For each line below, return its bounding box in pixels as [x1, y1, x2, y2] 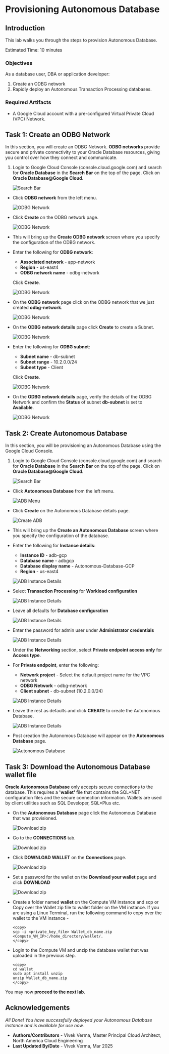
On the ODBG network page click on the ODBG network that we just [12, 299, 155, 305]
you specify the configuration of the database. [12, 533, 109, 539]
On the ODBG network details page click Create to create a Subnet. [12, 324, 155, 330]
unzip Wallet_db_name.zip [12, 976, 67, 981]
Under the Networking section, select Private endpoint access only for [12, 647, 162, 653]
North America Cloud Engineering [12, 1037, 83, 1043]
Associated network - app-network [20, 259, 95, 265]
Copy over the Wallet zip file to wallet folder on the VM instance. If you [12, 905, 159, 911]
